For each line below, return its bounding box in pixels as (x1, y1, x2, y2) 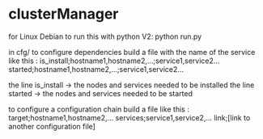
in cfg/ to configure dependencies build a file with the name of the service (8, 47, 256, 57)
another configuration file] (8, 121, 95, 131)
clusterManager (8, 5, 119, 23)
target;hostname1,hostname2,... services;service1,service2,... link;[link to (8, 112, 251, 122)
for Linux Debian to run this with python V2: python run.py (8, 32, 202, 41)
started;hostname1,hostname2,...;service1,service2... (8, 64, 185, 74)
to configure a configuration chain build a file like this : (8, 104, 190, 114)
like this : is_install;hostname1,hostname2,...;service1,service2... (8, 56, 220, 65)
